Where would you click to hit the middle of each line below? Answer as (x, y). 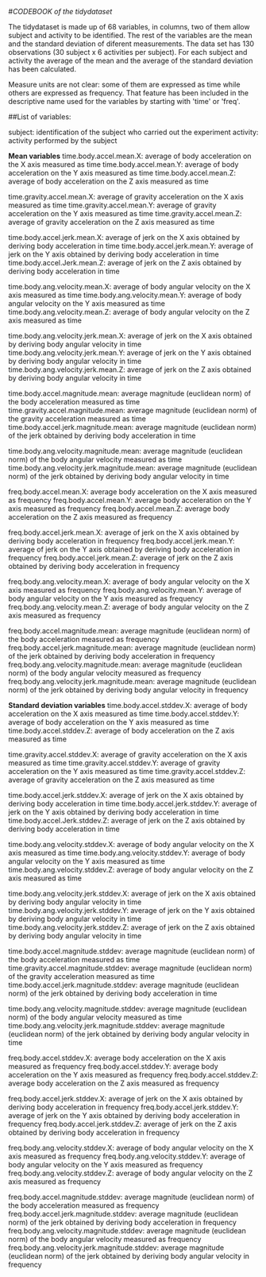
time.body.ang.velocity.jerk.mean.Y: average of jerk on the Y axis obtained (130, 352)
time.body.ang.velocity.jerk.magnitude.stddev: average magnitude (116, 1025)
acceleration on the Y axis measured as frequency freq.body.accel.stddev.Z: (133, 1075)
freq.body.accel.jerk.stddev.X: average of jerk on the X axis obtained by (126, 1099)
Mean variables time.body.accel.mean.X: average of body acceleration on (130, 156)
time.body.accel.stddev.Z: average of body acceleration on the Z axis (121, 731)
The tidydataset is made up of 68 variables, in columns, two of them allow (129, 27)
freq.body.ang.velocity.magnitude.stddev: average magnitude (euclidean (127, 1231)
